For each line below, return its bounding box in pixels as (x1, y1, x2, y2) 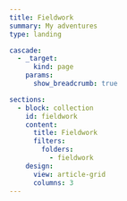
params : (25, 71, 54, 80)
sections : (9, 95, 47, 104)
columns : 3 (32, 178, 74, 188)
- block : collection (17, 104, 94, 113)
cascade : (9, 46, 42, 54)
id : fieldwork (25, 112, 78, 121)
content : (25, 120, 58, 130)
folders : (41, 145, 74, 155)
